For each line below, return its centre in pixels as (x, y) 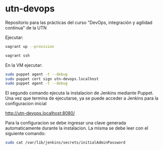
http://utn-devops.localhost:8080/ (40, 113)
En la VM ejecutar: (24, 65)
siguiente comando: (25, 134)
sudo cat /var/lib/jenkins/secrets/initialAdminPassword (65, 143)
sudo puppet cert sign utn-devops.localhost (52, 79)
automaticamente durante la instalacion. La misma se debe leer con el (77, 128)
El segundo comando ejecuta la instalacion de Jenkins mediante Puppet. (80, 93)
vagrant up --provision (30, 46)
